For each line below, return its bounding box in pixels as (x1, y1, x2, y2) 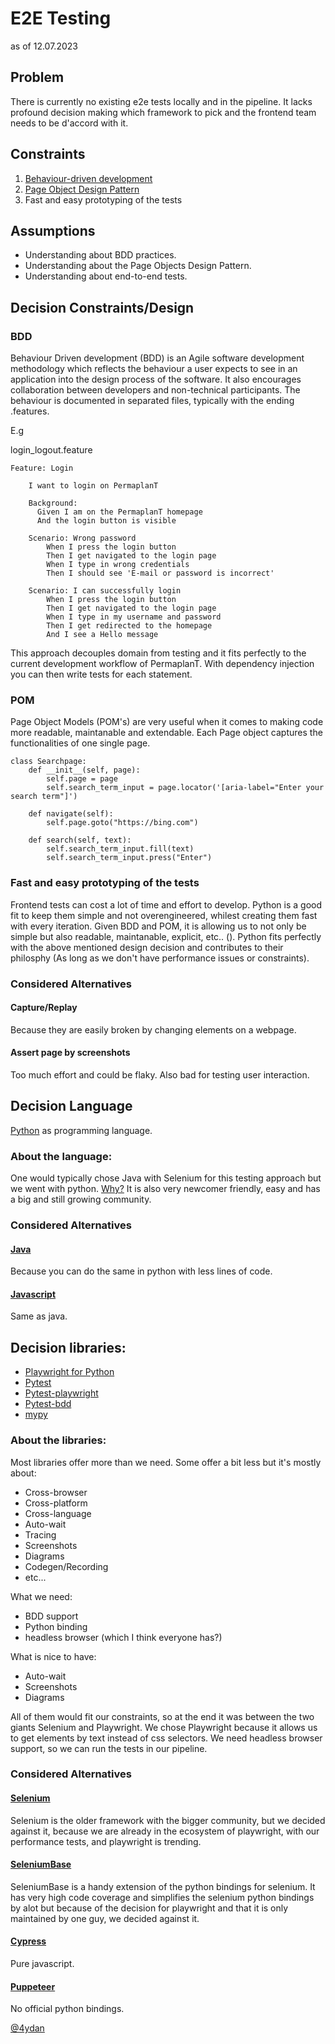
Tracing (24, 1528, 57, 1541)
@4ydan (10, 2022, 45, 2034)
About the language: (10, 1149, 113, 1163)
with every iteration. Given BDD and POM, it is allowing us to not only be (10, 920, 307, 932)
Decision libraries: (10, 1339, 127, 1356)
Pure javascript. (10, 1958, 75, 1970)
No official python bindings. (10, 2003, 125, 2015)
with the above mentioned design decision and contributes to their (10, 941, 284, 953)
